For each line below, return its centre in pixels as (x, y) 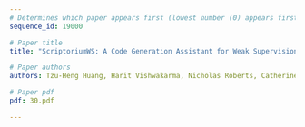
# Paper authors (40, 68)
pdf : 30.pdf (32, 101)
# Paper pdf (32, 93)
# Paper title (36, 43)
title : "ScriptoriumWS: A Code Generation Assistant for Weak (129, 51)
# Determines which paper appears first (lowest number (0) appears (142, 18)
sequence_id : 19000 (46, 26)
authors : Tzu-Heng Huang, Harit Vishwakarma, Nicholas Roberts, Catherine (154, 76)
